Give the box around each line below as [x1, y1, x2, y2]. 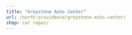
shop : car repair [6, 20, 49, 26]
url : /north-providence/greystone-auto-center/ [6, 14, 127, 20]
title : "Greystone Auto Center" [6, 8, 86, 15]
